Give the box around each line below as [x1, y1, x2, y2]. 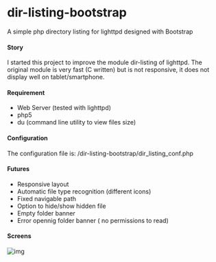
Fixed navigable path [16, 194, 77, 202]
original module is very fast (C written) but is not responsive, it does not [7, 66, 210, 74]
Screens [7, 232, 32, 240]
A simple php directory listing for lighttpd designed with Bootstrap [7, 27, 193, 36]
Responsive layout [16, 180, 69, 188]
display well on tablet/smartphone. [7, 73, 105, 81]
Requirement [7, 88, 45, 96]
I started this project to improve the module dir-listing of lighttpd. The [7, 58, 202, 66]
